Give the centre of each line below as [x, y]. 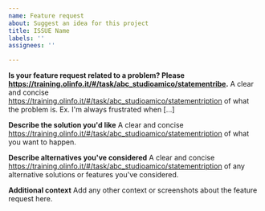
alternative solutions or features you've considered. [94, 175]
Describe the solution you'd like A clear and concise [96, 125]
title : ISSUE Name [39, 30]
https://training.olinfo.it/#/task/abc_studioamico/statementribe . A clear [131, 84]
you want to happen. [42, 142]
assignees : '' [32, 46]
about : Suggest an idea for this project [79, 23]
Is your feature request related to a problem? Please [96, 75]
